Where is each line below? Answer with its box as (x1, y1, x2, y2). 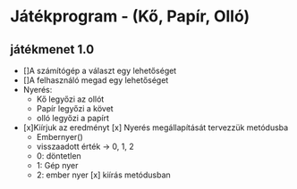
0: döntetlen (36, 151, 81, 161)
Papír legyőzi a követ (36, 103, 115, 113)
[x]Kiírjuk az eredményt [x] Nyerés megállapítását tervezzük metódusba (22, 122, 289, 133)
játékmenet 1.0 (10, 42, 95, 57)
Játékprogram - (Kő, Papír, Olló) (10, 6, 250, 27)
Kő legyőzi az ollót (36, 94, 105, 104)
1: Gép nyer (36, 160, 79, 170)
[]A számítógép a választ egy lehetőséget (22, 65, 177, 76)
